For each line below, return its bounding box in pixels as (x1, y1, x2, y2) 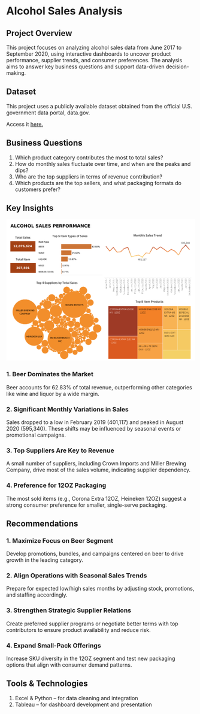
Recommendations (6, 518, 78, 528)
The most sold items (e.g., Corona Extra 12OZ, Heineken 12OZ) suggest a (6, 495, 187, 502)
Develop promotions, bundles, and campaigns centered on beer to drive (6, 550, 184, 558)
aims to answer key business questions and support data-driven (6, 63, 165, 70)
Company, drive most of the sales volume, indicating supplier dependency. (6, 466, 191, 474)
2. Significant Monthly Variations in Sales (6, 405, 129, 413)
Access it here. (6, 120, 44, 128)
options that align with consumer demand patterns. (6, 661, 132, 668)
